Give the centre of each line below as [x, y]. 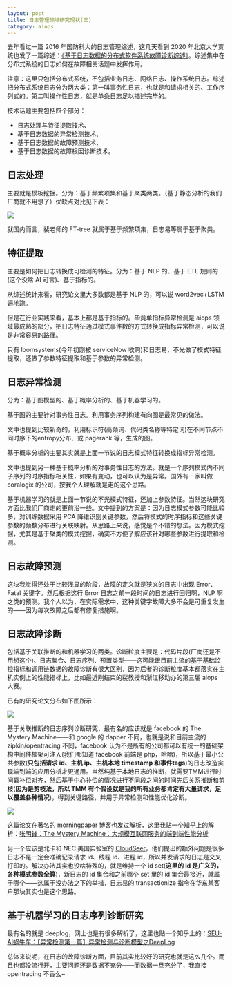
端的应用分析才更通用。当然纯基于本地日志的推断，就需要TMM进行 [120, 772]
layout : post [26, 13]
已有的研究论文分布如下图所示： [52, 701]
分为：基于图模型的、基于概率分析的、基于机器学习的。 [86, 400]
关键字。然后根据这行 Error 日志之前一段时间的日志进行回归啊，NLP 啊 [123, 593]
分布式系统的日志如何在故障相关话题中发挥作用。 [77, 64]
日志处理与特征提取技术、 [54, 126]
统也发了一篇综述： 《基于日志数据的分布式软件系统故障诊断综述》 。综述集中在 [116, 55]
